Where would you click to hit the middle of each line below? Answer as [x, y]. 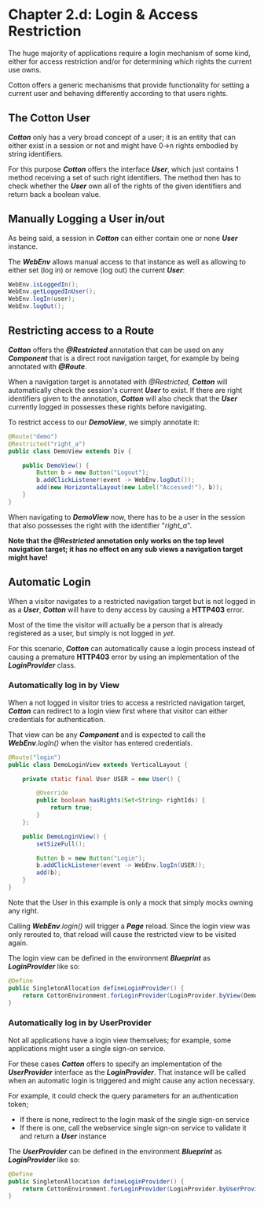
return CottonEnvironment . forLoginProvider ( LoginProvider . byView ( [133, 995]
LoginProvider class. [42, 665]
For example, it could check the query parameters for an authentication [123, 1095]
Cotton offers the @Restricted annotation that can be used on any [116, 350]
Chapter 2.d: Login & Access [103, 15]
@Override [52, 793]
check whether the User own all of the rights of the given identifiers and [125, 186]
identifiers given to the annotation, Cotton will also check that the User [123, 398]
